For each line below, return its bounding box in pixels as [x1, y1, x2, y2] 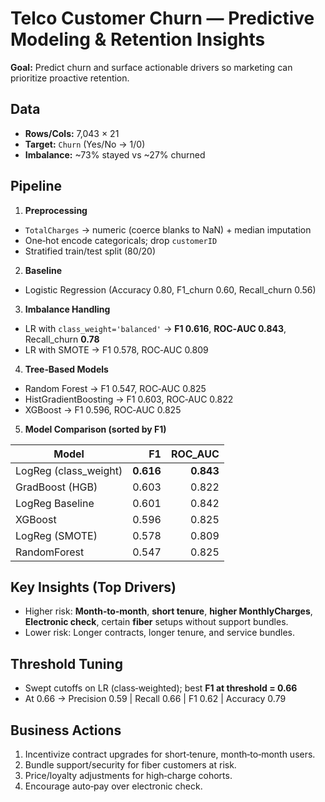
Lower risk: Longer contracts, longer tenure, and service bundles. [24, 627, 296, 639]
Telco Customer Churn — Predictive [10, 7, 315, 30]
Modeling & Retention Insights [10, 28, 266, 51]
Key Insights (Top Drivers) [10, 578, 177, 596]
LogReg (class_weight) [15, 463, 123, 477]
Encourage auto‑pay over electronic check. [24, 780, 203, 792]
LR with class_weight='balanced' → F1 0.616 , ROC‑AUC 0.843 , [24, 322, 287, 334]
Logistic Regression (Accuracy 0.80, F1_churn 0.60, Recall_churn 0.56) [24, 283, 317, 296]
